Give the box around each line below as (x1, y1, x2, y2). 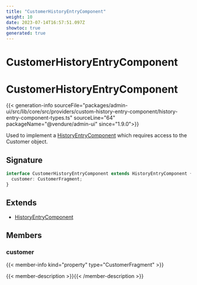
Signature (6, 155, 43, 165)
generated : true (6, 30, 46, 36)
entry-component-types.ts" (6, 114, 73, 121)
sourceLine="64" (73, 114, 116, 121)
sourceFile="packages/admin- (54, 102, 128, 109)
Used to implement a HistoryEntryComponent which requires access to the (6, 132, 188, 139)
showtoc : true (6, 25, 41, 31)
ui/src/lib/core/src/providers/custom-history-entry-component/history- (6, 108, 178, 115)
